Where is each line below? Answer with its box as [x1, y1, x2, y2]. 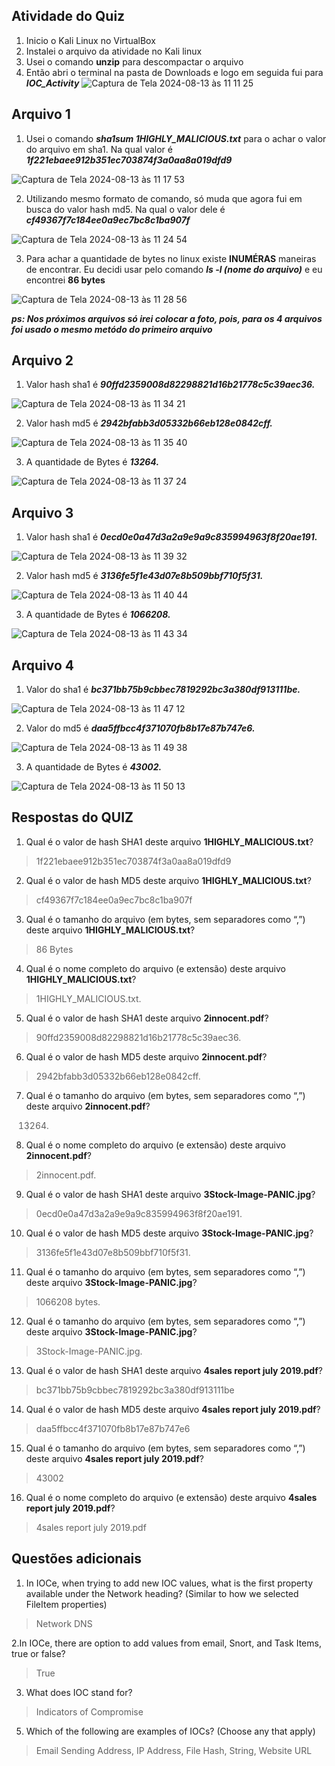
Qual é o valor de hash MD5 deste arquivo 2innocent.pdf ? [25, 1050, 268, 1063]
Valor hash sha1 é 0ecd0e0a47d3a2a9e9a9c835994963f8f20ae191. [25, 531, 318, 543]
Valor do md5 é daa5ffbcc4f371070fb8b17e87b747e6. [25, 722, 256, 734]
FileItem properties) [25, 1598, 108, 1610]
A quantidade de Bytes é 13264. [25, 456, 160, 468]
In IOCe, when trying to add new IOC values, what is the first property [25, 1577, 314, 1589]
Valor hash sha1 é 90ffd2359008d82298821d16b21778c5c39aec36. [25, 379, 316, 391]
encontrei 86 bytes [25, 274, 106, 286]
